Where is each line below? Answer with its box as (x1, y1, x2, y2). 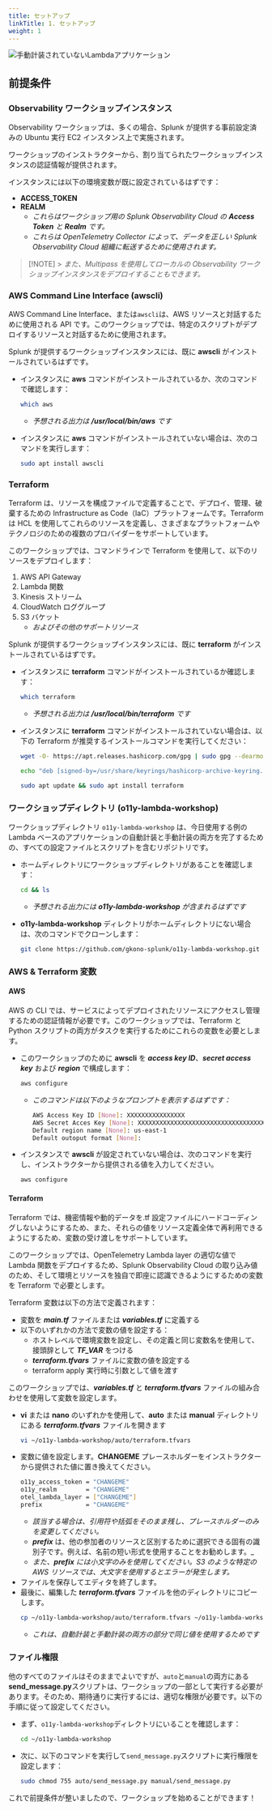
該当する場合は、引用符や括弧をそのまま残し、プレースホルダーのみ (32, 1516, 259, 1526)
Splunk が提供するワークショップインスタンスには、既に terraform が (8, 639, 240, 649)
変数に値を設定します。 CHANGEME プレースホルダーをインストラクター (19, 1452, 261, 1462)
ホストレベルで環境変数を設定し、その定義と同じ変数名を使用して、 (32, 1334, 259, 1345)
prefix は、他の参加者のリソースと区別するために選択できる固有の (32, 1536, 253, 1546)
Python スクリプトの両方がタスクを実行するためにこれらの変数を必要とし (8, 1026, 254, 1035)
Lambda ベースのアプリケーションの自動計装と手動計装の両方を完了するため (8, 832, 265, 843)
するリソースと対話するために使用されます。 (22, 330, 171, 339)
